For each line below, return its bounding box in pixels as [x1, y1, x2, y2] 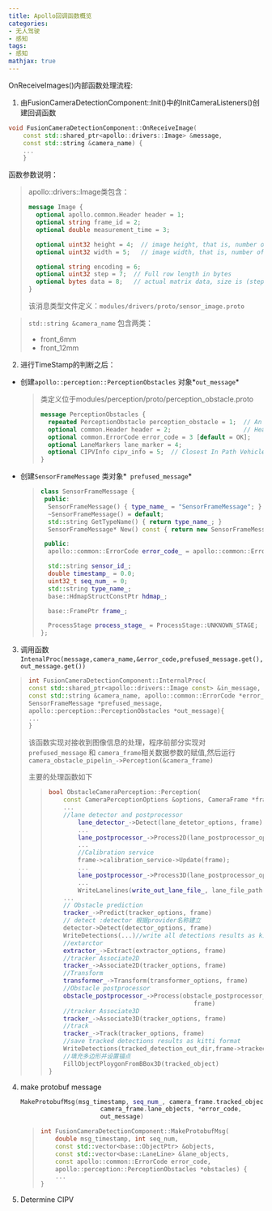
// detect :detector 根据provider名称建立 [63, 917, 202, 925]
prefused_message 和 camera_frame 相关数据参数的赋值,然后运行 [28, 748, 236, 758]
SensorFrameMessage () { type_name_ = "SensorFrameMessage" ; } [47, 502, 262, 511]
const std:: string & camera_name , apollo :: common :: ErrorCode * [28, 691, 243, 700]
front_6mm [40, 334, 77, 344]
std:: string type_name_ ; [47, 585, 132, 593]
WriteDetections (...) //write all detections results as [63, 931, 256, 939]
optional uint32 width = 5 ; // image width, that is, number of [36, 248, 265, 256]
